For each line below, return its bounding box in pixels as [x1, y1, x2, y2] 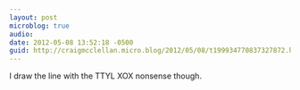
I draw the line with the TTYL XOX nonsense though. [9, 70, 203, 81]
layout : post [9, 12, 58, 22]
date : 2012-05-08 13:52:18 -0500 [9, 37, 134, 47]
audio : [9, 29, 34, 38]
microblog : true [9, 21, 70, 30]
